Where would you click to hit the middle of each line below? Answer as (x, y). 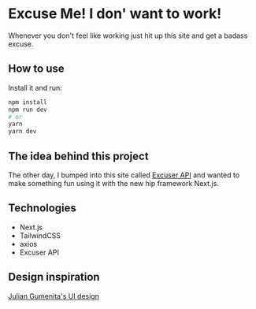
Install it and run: (35, 87)
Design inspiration (54, 277)
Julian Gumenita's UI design (54, 296)
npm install (28, 102)
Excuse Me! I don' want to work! (115, 14)
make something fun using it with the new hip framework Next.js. (113, 183)
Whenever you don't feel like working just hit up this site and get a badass (128, 35)
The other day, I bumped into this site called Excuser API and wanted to (124, 175)
